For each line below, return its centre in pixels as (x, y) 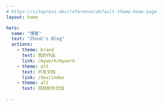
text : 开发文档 (39, 72)
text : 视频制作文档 (43, 89)
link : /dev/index (43, 78)
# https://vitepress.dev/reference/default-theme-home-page (82, 12)
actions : (22, 44)
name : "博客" (27, 33)
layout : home (22, 17)
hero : (13, 28)
